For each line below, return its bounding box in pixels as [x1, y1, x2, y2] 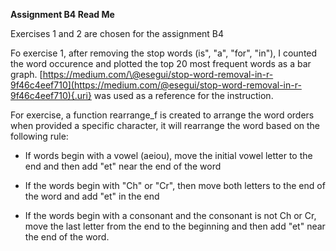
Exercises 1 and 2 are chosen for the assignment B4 [10, 28, 225, 39]
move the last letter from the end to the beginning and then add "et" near [24, 220, 326, 232]
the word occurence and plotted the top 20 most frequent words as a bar [10, 58, 312, 69]
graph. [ [10, 69, 43, 80]
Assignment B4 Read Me [10, 9, 115, 20]
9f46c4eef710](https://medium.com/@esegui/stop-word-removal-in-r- [10, 79, 302, 91]
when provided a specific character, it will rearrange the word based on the [10, 120, 321, 131]
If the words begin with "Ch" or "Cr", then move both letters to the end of [24, 180, 326, 191]
